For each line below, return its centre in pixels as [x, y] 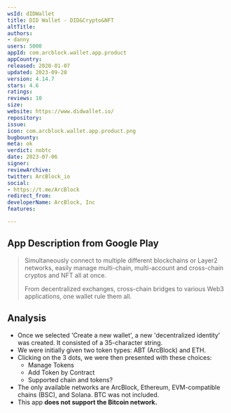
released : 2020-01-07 [39, 66]
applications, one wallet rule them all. [78, 296]
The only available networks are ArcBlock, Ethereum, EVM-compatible [119, 387]
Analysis [27, 318]
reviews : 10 [24, 99]
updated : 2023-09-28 [37, 72]
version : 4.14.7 [31, 79]
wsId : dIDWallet [31, 14]
